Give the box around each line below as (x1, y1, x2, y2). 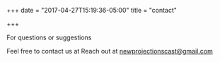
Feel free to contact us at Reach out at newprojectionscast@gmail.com (6, 47, 213, 55)
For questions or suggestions (6, 33, 92, 42)
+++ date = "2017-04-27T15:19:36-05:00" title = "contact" (6, 6, 178, 14)
